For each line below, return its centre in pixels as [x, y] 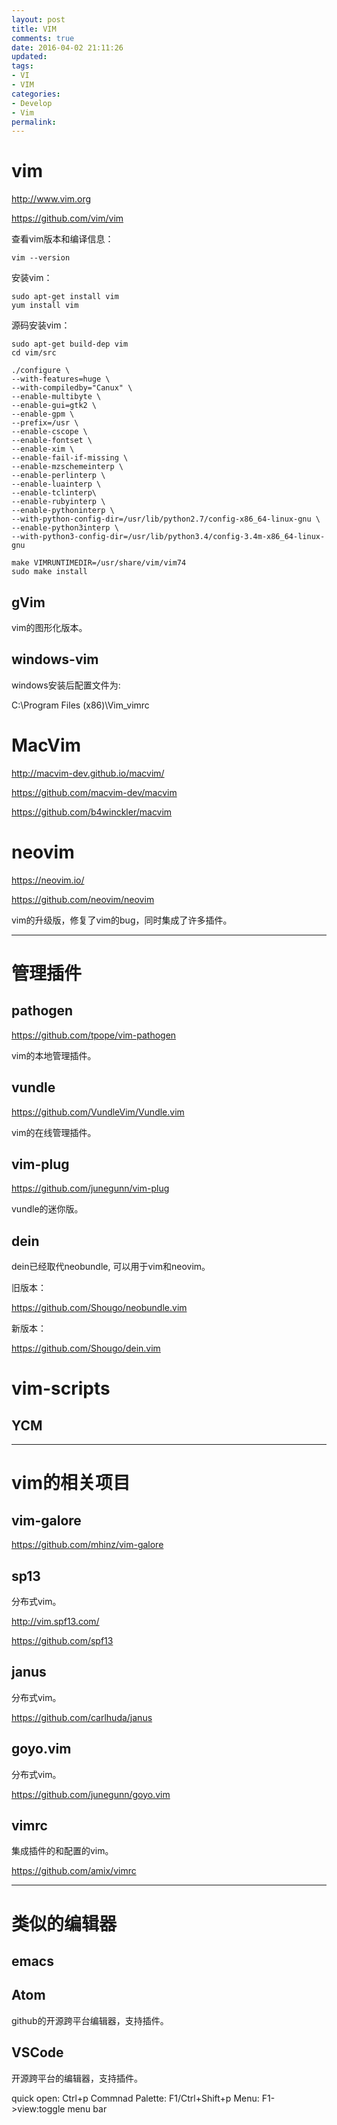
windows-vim [55, 659]
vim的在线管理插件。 [54, 1132]
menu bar [87, 2108]
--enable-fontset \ [52, 441]
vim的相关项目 [71, 1483]
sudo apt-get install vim [65, 297]
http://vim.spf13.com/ [55, 1621]
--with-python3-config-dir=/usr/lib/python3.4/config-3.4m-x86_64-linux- [168, 537]
